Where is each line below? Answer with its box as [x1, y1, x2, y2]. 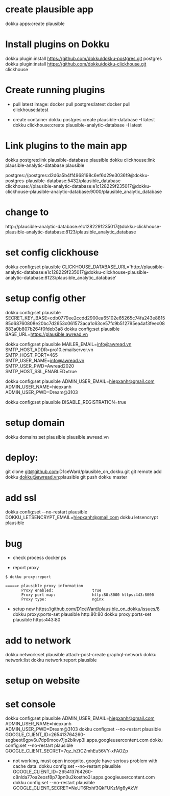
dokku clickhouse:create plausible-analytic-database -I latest [12, 122, 142, 128]
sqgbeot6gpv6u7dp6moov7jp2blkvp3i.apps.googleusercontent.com [5, 737, 149, 743]
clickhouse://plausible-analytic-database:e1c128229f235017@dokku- [5, 183, 152, 189]
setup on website [5, 675, 80, 686]
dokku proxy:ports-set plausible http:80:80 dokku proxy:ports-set [12, 611, 152, 617]
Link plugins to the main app [5, 140, 128, 152]
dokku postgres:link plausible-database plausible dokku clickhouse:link [5, 157, 155, 163]
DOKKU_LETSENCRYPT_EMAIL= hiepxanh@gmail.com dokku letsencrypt [5, 514, 158, 521]
